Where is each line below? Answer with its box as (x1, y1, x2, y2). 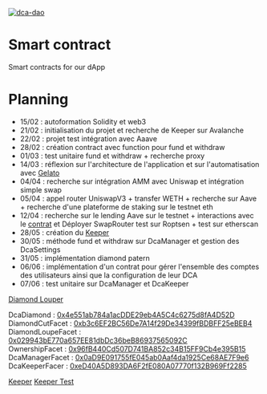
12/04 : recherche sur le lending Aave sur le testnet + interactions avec (19, 210, 254, 220)
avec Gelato (19, 168, 60, 177)
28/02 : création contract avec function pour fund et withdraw (19, 142, 225, 152)
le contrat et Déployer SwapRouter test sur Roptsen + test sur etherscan (19, 219, 259, 229)
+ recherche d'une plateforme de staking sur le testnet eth (19, 201, 214, 212)
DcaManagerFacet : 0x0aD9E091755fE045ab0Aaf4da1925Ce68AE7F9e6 (8, 352, 249, 362)
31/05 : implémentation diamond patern (19, 253, 150, 262)
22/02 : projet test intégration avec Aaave (19, 133, 158, 144)
